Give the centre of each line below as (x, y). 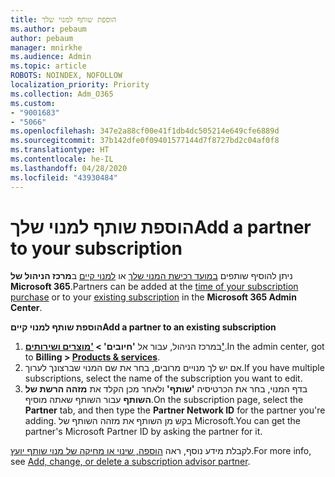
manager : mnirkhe (46, 47)
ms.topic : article (48, 66)
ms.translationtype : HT (60, 150)
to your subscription (96, 248)
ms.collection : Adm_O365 (62, 94)
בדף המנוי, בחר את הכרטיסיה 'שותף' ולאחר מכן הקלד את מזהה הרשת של (166, 389)
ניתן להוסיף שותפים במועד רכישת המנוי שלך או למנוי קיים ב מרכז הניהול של (151, 276)
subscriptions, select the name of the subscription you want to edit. (163, 378)
